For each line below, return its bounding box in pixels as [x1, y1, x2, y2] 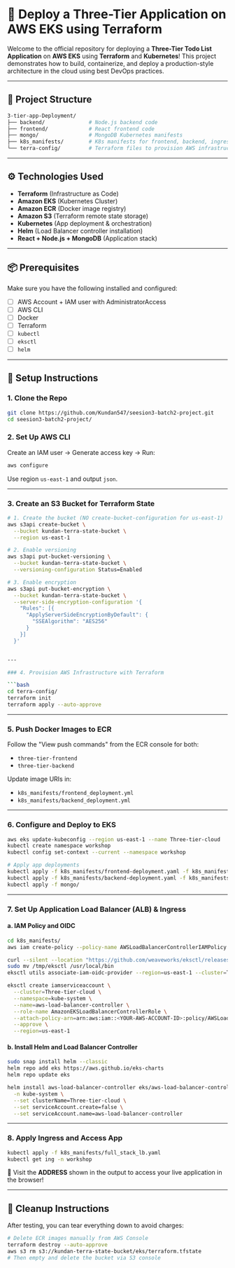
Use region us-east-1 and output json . [7, 475, 118, 483]
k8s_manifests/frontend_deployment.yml [17, 790, 134, 797]
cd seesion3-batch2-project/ [7, 416, 92, 423]
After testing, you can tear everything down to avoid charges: [7, 1221, 184, 1229]
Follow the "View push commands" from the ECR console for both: [7, 740, 199, 749]
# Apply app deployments [7, 861, 80, 868]
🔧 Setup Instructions [7, 372, 99, 384]
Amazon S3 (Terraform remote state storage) [17, 212, 149, 220]
